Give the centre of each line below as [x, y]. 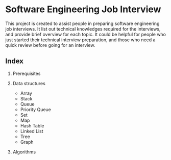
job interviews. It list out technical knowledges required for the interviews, [83, 29]
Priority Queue [35, 109]
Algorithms [24, 152]
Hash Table [32, 125]
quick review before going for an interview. [50, 45]
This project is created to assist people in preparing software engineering [82, 23]
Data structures [29, 83]
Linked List [32, 131]
